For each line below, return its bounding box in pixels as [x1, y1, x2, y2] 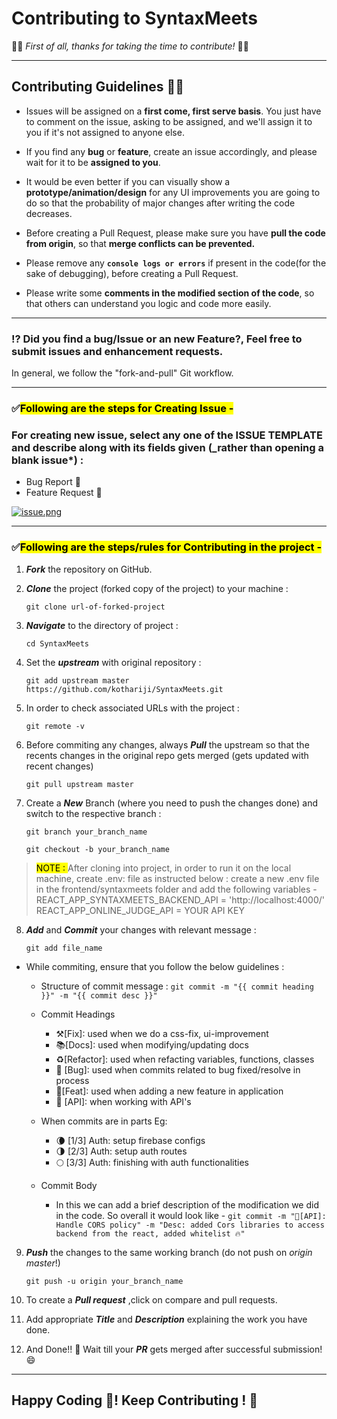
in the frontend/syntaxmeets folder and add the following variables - [35, 883, 318, 895]
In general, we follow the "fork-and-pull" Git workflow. [11, 367, 234, 379]
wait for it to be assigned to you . [25, 156, 161, 168]
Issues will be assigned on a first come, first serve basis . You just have [25, 105, 322, 117]
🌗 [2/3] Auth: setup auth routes [55, 1145, 188, 1157]
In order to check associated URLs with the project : [25, 702, 240, 714]
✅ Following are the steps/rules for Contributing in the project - [11, 540, 323, 554]
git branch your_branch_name [25, 827, 148, 837]
